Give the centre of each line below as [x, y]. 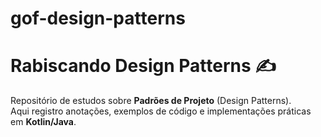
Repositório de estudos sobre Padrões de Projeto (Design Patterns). [151, 101]
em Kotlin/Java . [43, 122]
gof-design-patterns [98, 18]
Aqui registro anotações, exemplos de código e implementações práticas [161, 111]
